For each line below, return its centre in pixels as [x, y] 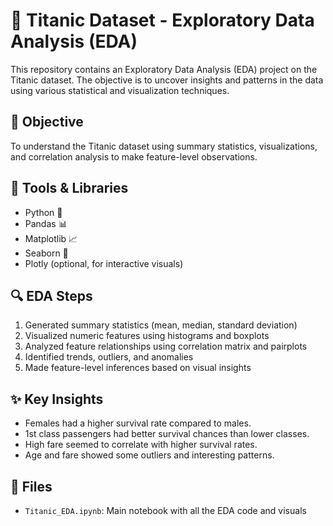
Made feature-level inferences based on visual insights [138, 368]
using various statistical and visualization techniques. [120, 90]
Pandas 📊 [46, 223]
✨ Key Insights [57, 399]
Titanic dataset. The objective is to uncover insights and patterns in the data [167, 80]
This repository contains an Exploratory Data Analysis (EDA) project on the [164, 69]
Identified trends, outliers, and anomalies [109, 357]
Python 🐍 [43, 212]
